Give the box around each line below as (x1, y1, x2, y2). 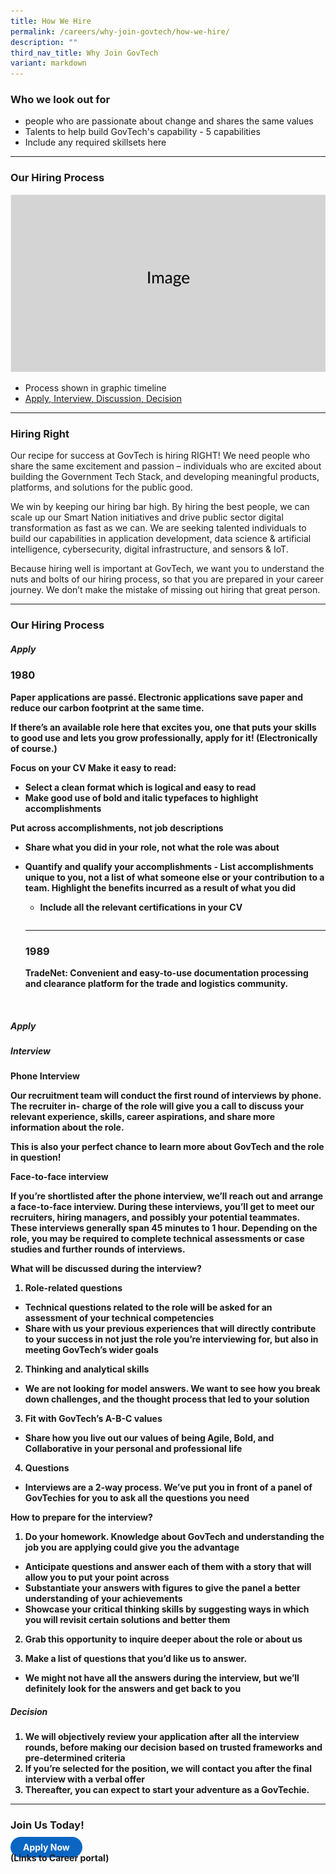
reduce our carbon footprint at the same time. (10, 701, 205, 714)
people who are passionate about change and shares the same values (24, 115, 314, 127)
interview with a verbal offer (24, 1773, 145, 1785)
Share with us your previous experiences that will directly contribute (24, 1323, 317, 1335)
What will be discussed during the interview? (10, 1263, 202, 1275)
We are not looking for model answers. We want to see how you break (24, 1383, 321, 1395)
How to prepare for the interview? (10, 1511, 153, 1524)
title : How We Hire (10, 16, 92, 26)
